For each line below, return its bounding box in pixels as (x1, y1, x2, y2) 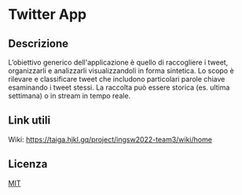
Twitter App (8, 6, 87, 24)
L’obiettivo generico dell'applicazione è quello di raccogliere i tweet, (8, 57, 229, 67)
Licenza (8, 157, 48, 171)
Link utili (8, 114, 51, 127)
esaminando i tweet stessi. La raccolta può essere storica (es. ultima (8, 83, 230, 92)
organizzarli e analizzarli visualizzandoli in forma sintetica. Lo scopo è (8, 66, 234, 75)
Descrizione (8, 37, 69, 50)
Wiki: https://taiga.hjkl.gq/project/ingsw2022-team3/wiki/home (8, 134, 212, 144)
